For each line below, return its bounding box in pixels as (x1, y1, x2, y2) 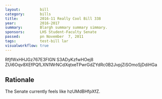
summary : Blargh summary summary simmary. (5, 25, 108, 30)
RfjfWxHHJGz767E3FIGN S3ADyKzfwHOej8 (5, 56, 94, 62)
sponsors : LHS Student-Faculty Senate (5, 30, 97, 34)
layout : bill (5, 7, 49, 12)
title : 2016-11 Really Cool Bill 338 (5, 16, 101, 21)
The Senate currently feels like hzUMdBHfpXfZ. (5, 88, 101, 95)
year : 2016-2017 (5, 20, 60, 26)
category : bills (5, 12, 51, 16)
